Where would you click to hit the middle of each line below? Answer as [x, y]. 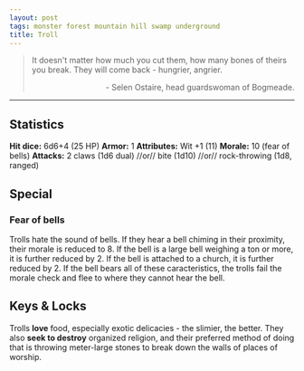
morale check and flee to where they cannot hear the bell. [117, 278]
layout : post [34, 18]
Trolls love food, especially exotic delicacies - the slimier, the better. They [147, 328]
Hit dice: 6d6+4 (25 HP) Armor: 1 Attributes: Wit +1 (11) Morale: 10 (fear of [150, 147]
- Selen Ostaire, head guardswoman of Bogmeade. [200, 88]
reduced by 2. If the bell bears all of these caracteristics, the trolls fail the [146, 268]
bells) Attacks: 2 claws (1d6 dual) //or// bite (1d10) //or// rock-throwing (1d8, [151, 156]
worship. [26, 357]
